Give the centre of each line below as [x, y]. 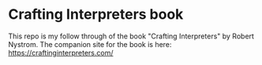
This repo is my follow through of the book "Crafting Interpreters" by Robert [131, 36]
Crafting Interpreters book [96, 14]
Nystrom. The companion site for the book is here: [90, 44]
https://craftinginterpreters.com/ [61, 52]
